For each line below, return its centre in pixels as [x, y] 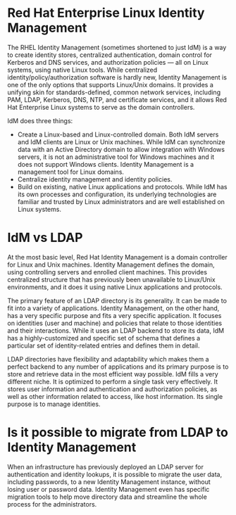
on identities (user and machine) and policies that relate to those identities [115, 323]
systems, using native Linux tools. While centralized [82, 70]
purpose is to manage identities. [54, 404]
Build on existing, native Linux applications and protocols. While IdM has [122, 186]
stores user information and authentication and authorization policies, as [112, 389]
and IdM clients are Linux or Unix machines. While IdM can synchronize [121, 141]
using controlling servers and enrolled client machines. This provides [107, 272]
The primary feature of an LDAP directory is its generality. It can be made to [117, 300]
